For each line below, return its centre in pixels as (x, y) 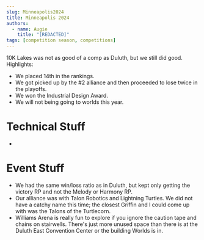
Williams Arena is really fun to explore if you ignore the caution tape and (106, 217)
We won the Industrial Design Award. (62, 96)
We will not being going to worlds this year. (69, 102)
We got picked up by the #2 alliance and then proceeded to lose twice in (106, 82)
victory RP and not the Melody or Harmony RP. (74, 191)
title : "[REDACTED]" (43, 35)
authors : (17, 23)
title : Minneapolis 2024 (38, 18)
